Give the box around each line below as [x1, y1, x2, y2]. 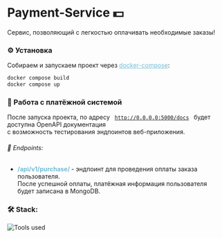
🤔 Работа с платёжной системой [7, 97, 122, 107]
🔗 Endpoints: [7, 143, 44, 152]
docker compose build [7, 75, 70, 82]
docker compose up [7, 81, 60, 88]
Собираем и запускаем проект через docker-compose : [7, 61, 170, 70]
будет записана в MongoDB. [17, 187, 101, 195]
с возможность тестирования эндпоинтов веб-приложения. [7, 128, 185, 136]
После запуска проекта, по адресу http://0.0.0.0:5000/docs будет [7, 113, 211, 122]
